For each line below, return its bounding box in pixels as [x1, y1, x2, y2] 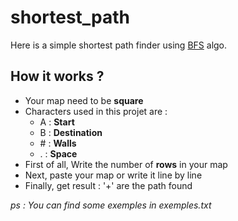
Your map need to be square [24, 94, 144, 106]
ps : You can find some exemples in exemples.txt [10, 199, 212, 211]
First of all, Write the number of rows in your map [24, 158, 228, 170]
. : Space [39, 147, 78, 160]
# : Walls [39, 137, 77, 149]
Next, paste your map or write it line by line [24, 169, 203, 181]
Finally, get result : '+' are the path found [24, 179, 193, 191]
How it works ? [10, 68, 105, 85]
